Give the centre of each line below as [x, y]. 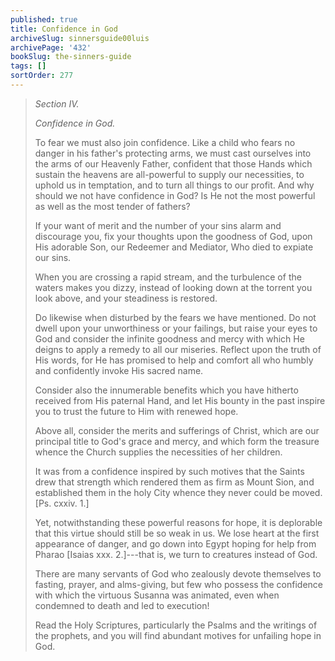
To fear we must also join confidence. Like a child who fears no [165, 142]
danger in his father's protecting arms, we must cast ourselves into [173, 153]
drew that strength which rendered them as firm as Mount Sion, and [174, 482]
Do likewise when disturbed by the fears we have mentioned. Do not [175, 317]
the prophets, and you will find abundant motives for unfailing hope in [178, 635]
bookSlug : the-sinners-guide [71, 57]
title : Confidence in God [64, 29]
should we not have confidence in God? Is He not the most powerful [175, 195]
